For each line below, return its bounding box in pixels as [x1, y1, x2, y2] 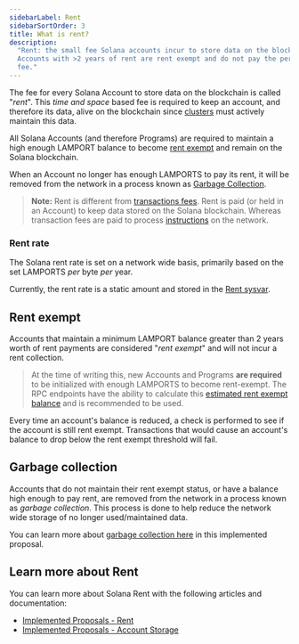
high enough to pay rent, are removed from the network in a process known [9, 493, 287, 503]
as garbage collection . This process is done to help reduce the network [9, 502, 271, 513]
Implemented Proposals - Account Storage [21, 624, 180, 635]
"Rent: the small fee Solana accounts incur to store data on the [17, 46, 269, 55]
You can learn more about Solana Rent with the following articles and [9, 588, 263, 599]
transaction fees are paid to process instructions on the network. [30, 215, 269, 225]
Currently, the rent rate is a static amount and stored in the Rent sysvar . [9, 284, 271, 295]
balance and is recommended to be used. [30, 397, 184, 408]
